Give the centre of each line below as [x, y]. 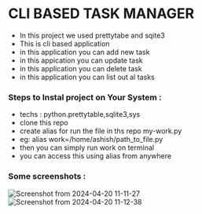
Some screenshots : [47, 176]
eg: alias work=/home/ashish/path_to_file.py [91, 140]
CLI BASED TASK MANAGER [101, 14]
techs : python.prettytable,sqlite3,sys [80, 114]
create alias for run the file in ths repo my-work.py [101, 131]
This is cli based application [64, 43]
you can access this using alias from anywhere [95, 156]
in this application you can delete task [81, 68]
